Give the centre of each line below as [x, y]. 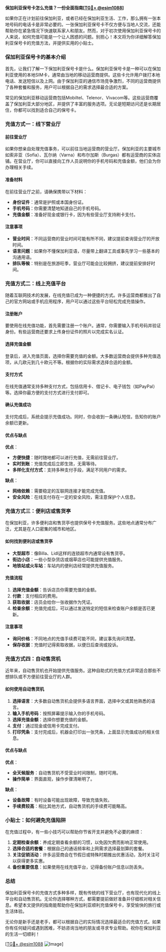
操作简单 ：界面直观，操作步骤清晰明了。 [53, 779]
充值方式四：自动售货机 [33, 659]
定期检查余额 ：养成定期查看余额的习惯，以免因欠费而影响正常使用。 [82, 842]
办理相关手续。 [20, 167]
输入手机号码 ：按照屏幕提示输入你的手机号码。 [60, 713]
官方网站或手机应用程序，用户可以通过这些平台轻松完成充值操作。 [81, 302]
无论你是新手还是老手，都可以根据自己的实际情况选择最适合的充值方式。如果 [83, 922]
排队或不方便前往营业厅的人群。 [42, 677]
